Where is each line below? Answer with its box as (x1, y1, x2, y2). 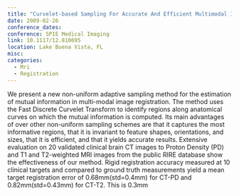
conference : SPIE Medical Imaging (7, 30, 110, 38)
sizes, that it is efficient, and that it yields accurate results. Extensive (7, 135, 208, 143)
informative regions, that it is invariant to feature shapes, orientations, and (7, 128, 224, 136)
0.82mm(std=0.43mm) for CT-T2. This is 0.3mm (7, 180, 149, 189)
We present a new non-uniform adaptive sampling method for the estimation (7, 90, 231, 98)
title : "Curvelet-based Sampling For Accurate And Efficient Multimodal (7, 10, 228, 18)
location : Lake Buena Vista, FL (7, 43, 103, 51)
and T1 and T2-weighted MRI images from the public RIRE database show (7, 150, 223, 159)
